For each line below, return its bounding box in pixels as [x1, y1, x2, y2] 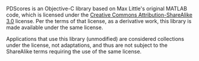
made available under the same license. [6, 24, 103, 31]
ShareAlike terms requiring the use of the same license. [6, 48, 142, 55]
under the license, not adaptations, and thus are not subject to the [6, 41, 168, 49]
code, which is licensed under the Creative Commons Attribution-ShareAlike [6, 11, 193, 18]
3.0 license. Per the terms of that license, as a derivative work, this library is [6, 18, 192, 24]
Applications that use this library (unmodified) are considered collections [6, 36, 184, 42]
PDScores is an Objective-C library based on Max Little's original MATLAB [6, 5, 187, 12]
